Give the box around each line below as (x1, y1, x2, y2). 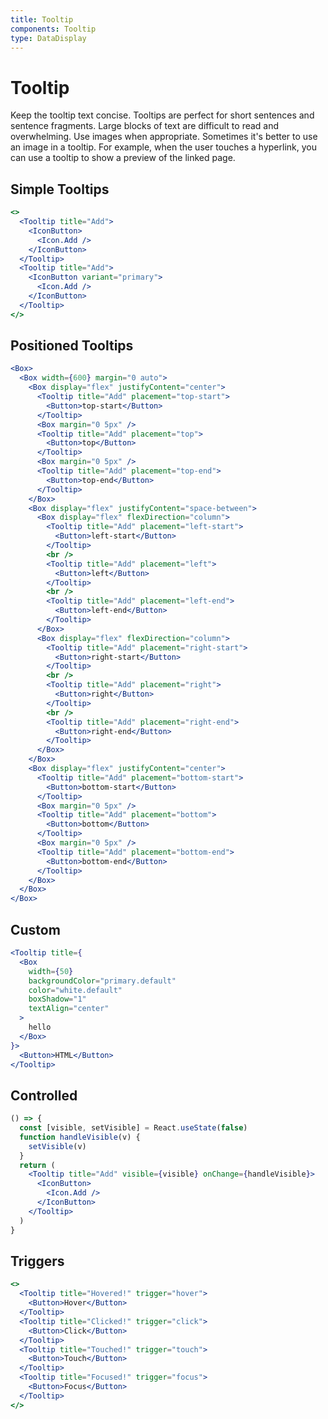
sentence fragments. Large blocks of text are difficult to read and (10, 120, 280, 132)
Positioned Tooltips (10, 337, 134, 355)
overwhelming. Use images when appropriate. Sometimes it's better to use (10, 131, 318, 143)
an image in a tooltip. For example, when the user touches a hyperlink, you (10, 141, 317, 153)
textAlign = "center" (28, 1004, 110, 1014)
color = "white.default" (28, 985, 123, 995)
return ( (19, 1160, 56, 1170)
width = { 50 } (28, 966, 74, 976)
